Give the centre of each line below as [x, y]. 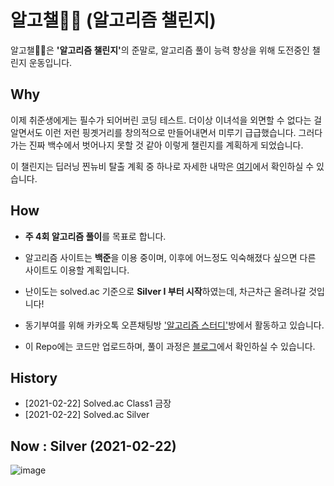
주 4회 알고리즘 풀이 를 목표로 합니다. [95, 236]
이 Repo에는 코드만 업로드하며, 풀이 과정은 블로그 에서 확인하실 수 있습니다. [170, 346]
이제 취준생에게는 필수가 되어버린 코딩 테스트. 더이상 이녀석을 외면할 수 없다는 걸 [166, 120]
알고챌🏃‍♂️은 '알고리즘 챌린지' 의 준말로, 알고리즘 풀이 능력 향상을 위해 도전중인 [160, 50]
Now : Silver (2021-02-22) [93, 446]
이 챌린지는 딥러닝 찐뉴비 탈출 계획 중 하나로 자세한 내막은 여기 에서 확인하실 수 [162, 166]
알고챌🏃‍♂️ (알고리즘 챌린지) [113, 20]
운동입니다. [50, 62]
